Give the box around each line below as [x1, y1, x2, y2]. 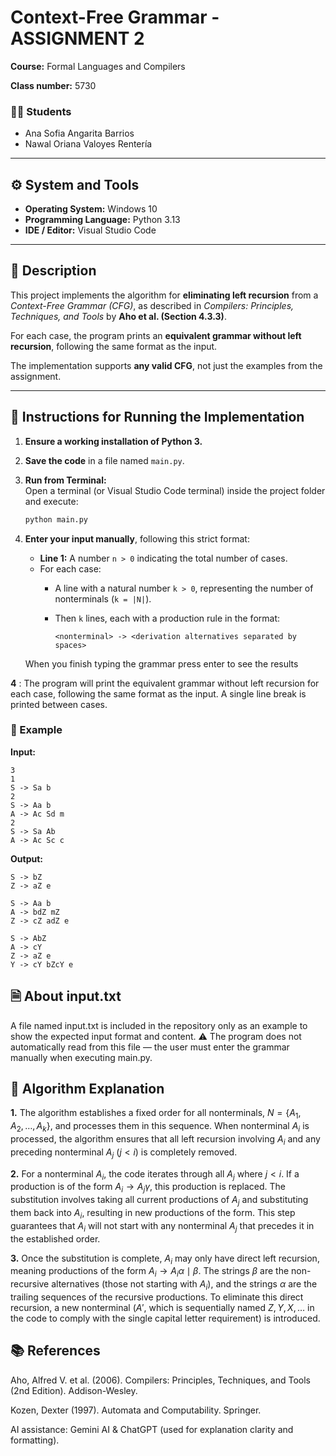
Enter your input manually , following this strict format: [24, 532, 250, 545]
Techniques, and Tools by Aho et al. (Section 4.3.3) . [10, 310, 227, 322]
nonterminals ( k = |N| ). [54, 592, 152, 605]
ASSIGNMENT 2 [10, 27, 145, 50]
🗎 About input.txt [10, 988, 122, 1005]
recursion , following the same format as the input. [10, 340, 218, 352]
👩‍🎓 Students [10, 104, 72, 118]
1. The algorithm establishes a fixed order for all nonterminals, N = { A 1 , [10, 1107, 302, 1121]
